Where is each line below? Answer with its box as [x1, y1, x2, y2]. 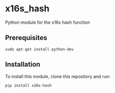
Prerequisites [5, 34, 47, 42]
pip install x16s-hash [5, 83, 52, 88]
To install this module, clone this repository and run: [5, 73, 111, 79]
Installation [5, 60, 40, 69]
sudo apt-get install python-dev [5, 46, 74, 52]
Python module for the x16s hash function [5, 19, 90, 25]
